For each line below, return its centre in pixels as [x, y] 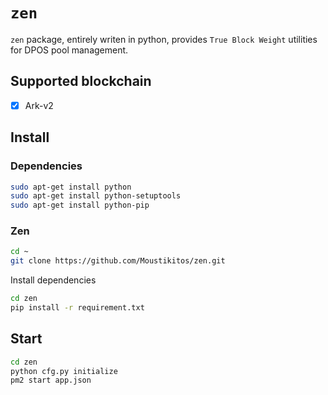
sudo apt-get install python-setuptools [96, 196]
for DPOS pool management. [69, 50]
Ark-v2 [39, 105]
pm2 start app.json [51, 380]
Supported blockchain [81, 81]
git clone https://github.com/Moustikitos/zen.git [118, 261]
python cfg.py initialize [64, 371]
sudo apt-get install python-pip [80, 205]
